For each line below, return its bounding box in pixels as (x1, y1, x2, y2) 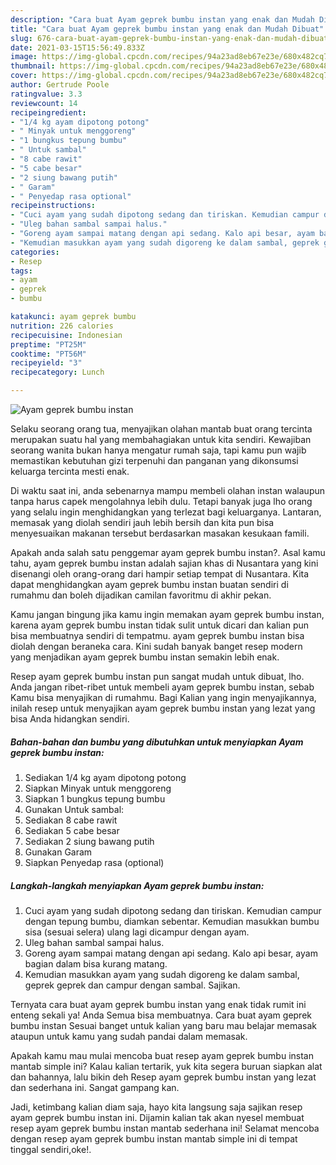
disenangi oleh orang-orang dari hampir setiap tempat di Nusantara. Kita (10, 568, 310, 580)
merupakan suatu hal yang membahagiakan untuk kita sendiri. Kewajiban (10, 434, 312, 445)
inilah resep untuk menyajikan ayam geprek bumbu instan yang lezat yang (10, 702, 316, 714)
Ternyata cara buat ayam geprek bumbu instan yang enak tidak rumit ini (10, 998, 307, 1010)
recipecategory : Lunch (10, 367, 105, 378)
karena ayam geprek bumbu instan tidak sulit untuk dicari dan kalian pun (10, 619, 310, 631)
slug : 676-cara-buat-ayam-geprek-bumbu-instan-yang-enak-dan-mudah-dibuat (10, 33, 329, 43)
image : (10, 52, 38, 62)
